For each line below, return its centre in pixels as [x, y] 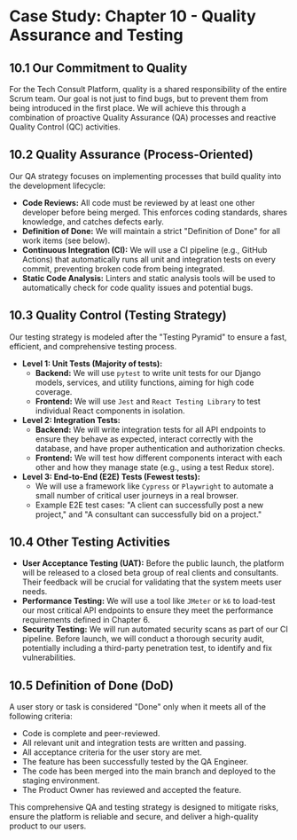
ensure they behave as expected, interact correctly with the [144, 439]
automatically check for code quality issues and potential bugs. [137, 287]
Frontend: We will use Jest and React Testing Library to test [148, 401]
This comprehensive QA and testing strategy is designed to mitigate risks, [144, 807]
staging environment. [61, 781]
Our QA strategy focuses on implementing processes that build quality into [145, 176]
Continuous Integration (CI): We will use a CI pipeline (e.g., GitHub [145, 249]
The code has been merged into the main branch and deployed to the [149, 771]
